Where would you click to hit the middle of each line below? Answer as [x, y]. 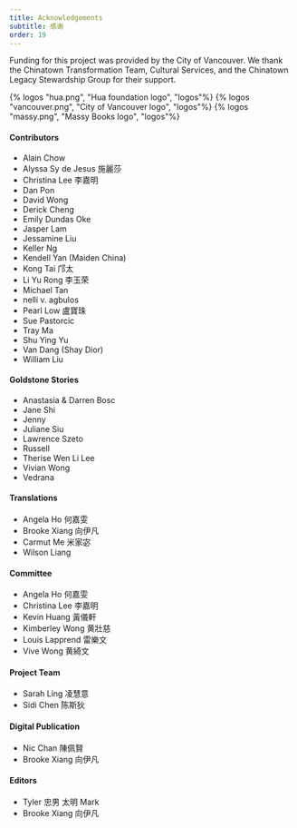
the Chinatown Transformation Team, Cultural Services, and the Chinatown [149, 70]
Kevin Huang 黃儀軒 [59, 617]
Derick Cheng [48, 209]
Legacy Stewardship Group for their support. [93, 80]
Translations [34, 498]
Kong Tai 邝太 [48, 268]
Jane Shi [39, 409]
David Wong [45, 200]
